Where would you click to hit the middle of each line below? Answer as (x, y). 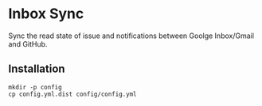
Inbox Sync (46, 14)
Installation (37, 69)
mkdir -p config (35, 87)
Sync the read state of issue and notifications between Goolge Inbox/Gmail (131, 36)
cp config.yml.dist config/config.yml (72, 94)
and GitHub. (28, 44)
